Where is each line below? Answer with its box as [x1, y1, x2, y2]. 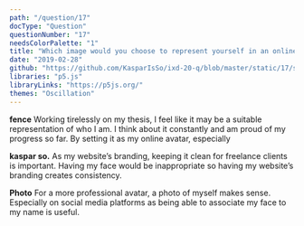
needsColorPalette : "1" [9, 38, 100, 48]
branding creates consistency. [9, 169, 122, 181]
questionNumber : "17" [9, 30, 91, 39]
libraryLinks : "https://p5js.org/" [9, 80, 144, 89]
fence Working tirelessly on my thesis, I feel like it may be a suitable [9, 114, 262, 125]
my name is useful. [9, 206, 80, 217]
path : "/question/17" [9, 13, 91, 23]
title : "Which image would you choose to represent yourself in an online [9, 47, 298, 56]
